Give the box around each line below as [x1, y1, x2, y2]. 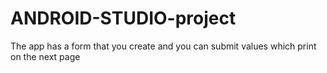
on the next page [10, 50, 81, 62]
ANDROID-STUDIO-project [10, 7, 237, 30]
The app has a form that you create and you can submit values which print [10, 40, 317, 52]
